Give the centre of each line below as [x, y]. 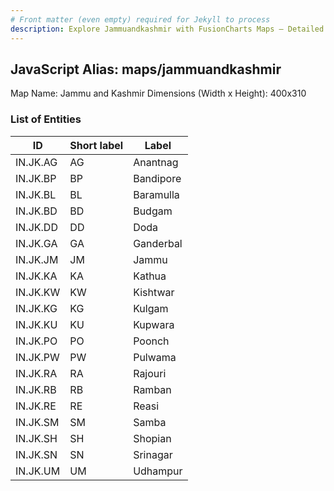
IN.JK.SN [36, 454]
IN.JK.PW [37, 357]
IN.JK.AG [36, 162]
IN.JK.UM [38, 471]
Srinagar [153, 454]
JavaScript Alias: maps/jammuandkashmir [146, 69]
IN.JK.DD [36, 227]
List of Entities [46, 119]
